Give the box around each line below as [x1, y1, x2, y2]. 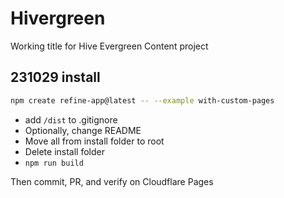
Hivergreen [10, 7, 106, 30]
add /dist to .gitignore [24, 113, 118, 126]
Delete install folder [24, 145, 105, 157]
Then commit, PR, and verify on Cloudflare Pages [10, 175, 214, 187]
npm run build [24, 158, 84, 168]
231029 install [10, 69, 101, 86]
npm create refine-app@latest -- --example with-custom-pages [10, 95, 275, 106]
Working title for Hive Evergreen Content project [10, 40, 209, 52]
